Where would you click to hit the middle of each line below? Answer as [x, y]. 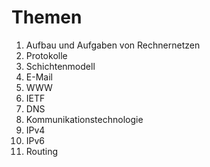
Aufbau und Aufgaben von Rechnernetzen [113, 45]
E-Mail [39, 77]
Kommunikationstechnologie [84, 119]
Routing [42, 151]
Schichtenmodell [60, 66]
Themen [47, 17]
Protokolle [46, 55]
